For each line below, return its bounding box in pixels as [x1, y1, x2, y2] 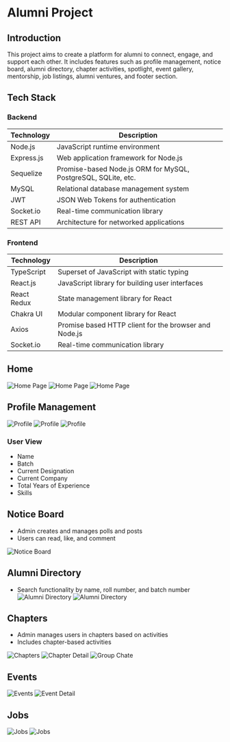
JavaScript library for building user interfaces [57, 278, 203, 287]
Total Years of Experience [16, 481, 90, 490]
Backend [7, 112, 38, 122]
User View [7, 437, 42, 446]
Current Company [16, 474, 68, 482]
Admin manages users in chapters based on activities [16, 631, 169, 639]
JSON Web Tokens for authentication [57, 195, 176, 204]
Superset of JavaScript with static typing [57, 267, 189, 276]
